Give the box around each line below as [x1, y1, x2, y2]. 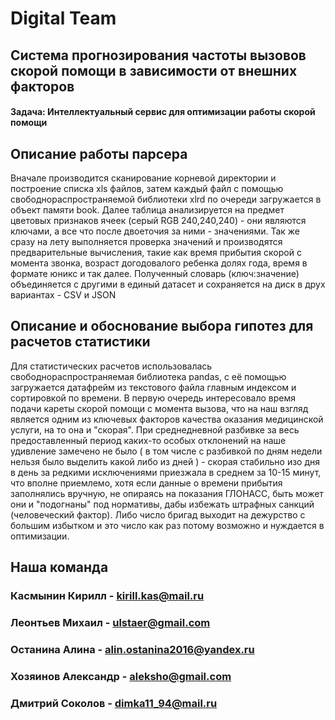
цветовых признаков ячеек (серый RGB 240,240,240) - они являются [10, 214, 307, 226]
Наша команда [10, 559, 109, 576]
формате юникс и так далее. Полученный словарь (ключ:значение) [10, 267, 300, 279]
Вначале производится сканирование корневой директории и [10, 172, 277, 184]
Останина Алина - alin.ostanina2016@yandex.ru [10, 642, 255, 656]
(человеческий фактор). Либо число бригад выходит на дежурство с [10, 508, 306, 521]
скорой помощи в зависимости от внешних [10, 62, 298, 79]
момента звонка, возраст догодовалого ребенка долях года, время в [10, 257, 308, 269]
